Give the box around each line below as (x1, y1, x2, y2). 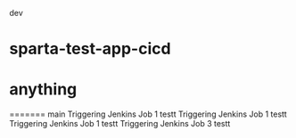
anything (9, 79, 78, 100)
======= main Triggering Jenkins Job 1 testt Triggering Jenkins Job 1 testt (9, 109, 287, 119)
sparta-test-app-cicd (9, 39, 171, 59)
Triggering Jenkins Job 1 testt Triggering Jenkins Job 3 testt (9, 118, 231, 129)
